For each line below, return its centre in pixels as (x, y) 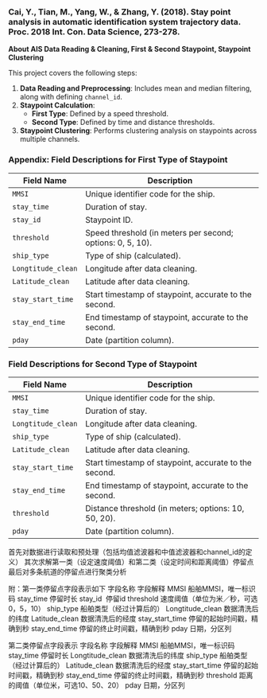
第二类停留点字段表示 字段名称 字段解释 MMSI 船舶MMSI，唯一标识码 (122, 645)
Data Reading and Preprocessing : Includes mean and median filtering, (135, 88)
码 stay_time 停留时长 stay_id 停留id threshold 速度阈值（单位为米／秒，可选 (133, 599)
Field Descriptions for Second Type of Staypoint (103, 364)
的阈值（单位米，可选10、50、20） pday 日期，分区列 (97, 685)
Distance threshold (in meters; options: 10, (164, 508)
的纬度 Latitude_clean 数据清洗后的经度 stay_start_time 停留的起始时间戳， (130, 618)
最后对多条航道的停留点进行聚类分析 (68, 571)
